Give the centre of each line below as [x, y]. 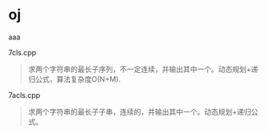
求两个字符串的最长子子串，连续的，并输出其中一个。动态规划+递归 [139, 112]
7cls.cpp [23, 52]
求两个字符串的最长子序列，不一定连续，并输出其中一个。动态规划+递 [143, 69]
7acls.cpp [25, 95]
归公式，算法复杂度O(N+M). [74, 79]
